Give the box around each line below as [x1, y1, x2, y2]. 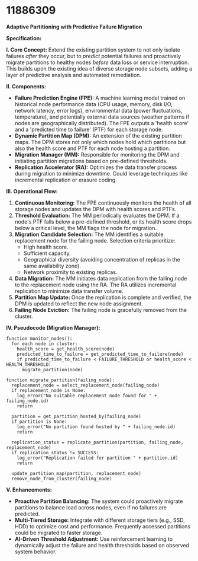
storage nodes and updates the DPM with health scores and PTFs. [14, 205, 177, 212]
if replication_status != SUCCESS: [11, 450, 99, 455]
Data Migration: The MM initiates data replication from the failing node [14, 275, 187, 282]
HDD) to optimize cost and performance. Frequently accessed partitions [14, 522, 191, 530]
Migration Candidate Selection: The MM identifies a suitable [14, 231, 164, 238]
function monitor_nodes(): [6, 336, 73, 342]
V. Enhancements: [6, 486, 52, 493]
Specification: [6, 34, 42, 42]
